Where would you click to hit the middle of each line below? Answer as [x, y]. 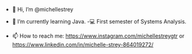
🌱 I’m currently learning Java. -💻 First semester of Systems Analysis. [99, 22]
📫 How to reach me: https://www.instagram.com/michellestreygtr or [98, 36]
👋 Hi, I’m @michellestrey [43, 9]
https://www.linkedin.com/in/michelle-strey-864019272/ [83, 45]
